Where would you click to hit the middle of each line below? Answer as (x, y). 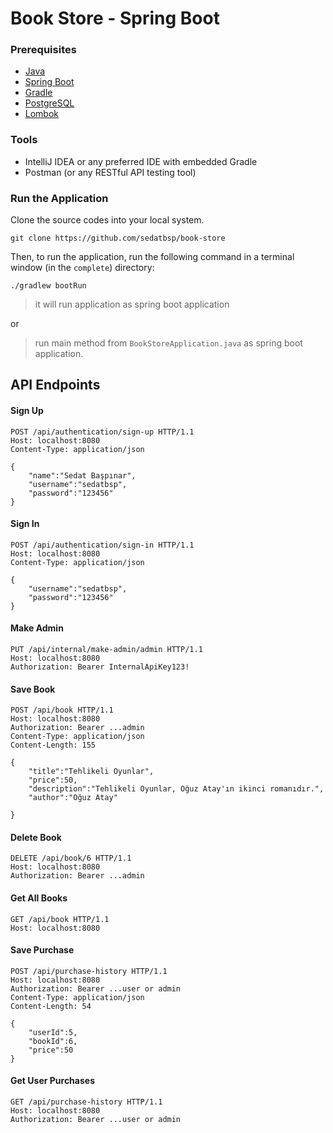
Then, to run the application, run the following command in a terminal (152, 257)
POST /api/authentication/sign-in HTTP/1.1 (102, 545)
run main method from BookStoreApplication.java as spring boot (168, 343)
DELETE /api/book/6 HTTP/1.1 (71, 858)
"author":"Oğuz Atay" (73, 798)
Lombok (42, 114)
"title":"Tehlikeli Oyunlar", (91, 772)
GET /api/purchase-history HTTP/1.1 (86, 1102)
